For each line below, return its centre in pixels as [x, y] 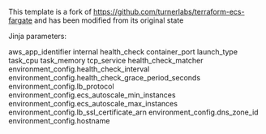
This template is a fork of [50, 12]
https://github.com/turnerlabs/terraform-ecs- [169, 12]
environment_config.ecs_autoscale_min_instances [92, 95]
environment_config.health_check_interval [79, 69]
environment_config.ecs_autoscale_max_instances [93, 104]
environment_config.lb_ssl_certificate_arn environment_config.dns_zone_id [133, 112]
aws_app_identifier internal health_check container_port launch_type [123, 52]
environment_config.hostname [59, 121]
